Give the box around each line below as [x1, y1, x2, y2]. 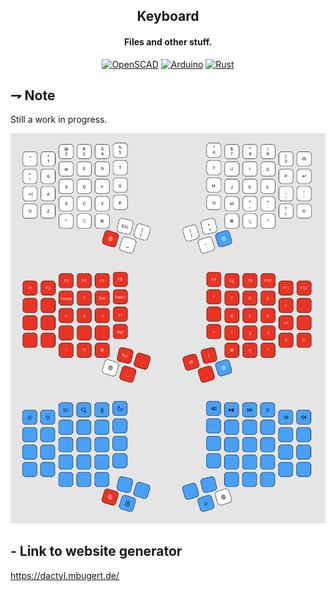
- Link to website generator [10, 543, 183, 560]
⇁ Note [10, 87, 56, 104]
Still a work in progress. [10, 114, 108, 126]
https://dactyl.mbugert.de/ [10, 569, 120, 581]
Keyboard [136, 8, 200, 25]
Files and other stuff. [123, 35, 213, 48]
